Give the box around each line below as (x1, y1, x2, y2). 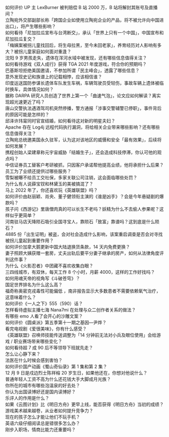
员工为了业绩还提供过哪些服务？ (5, 168, 71, 174)
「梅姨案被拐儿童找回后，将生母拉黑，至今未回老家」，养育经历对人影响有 (5, 42, 157, 48)
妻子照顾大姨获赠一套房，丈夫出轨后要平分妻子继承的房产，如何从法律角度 (5, 250, 159, 256)
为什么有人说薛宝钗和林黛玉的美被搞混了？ (5, 181, 94, 186)
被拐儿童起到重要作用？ (5, 237, 54, 243)
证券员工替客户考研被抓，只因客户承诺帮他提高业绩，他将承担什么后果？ (14, 162, 164, 168)
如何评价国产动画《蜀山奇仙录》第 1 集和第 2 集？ (5, 363, 107, 369)
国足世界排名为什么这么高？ (5, 282, 63, 287)
